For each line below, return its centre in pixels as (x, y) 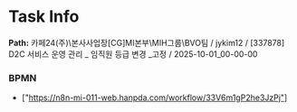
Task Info (44, 17)
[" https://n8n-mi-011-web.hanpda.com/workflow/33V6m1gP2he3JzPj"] (154, 98)
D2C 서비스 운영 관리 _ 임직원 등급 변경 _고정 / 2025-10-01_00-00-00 (133, 54)
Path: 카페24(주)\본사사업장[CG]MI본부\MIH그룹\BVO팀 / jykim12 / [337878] (147, 42)
